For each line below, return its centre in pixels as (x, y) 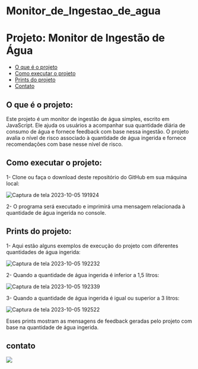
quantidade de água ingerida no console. (56, 212)
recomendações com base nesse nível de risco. (65, 144)
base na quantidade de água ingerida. (52, 327)
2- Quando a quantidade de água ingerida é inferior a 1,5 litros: (83, 275)
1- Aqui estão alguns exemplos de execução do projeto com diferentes (92, 246)
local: (13, 183)
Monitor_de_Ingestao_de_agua (84, 11)
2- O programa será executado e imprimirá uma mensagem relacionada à (96, 206)
